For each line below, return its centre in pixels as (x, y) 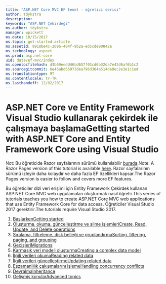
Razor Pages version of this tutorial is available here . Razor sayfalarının (78, 168)
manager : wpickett (24, 33)
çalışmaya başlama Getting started (78, 128)
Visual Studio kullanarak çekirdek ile (82, 118)
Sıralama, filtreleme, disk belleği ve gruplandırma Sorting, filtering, (79, 234)
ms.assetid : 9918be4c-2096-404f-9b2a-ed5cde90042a (59, 46)
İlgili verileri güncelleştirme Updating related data (62, 261)
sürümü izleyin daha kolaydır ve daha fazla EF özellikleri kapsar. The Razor (81, 174)
